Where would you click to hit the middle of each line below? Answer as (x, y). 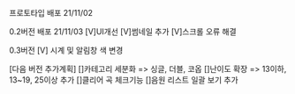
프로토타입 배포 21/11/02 (51, 13)
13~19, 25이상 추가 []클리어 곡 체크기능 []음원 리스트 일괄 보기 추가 (124, 80)
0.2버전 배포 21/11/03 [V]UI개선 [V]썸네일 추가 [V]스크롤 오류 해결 (123, 32)
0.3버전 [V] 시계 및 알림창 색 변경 (66, 50)
